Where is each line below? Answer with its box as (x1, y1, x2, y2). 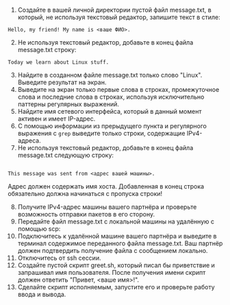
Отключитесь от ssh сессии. (17, 254, 101, 262)
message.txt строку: (17, 46, 77, 53)
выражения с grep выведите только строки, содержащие (17, 130, 186, 137)
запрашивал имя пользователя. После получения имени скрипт (17, 269, 206, 276)
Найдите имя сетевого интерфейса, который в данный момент (17, 108, 202, 115)
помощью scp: (17, 225, 61, 232)
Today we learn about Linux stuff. (8, 59, 110, 66)
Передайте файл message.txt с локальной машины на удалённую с (17, 217, 215, 225)
